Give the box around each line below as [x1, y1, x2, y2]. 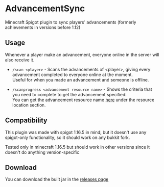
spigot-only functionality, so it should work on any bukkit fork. [5, 134, 130, 140]
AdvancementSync [5, 3, 85, 14]
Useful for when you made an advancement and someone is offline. [12, 77, 149, 82]
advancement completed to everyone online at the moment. [12, 72, 133, 78]
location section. [12, 102, 46, 108]
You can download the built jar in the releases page [5, 176, 109, 182]
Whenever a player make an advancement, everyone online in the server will [5, 52, 159, 57]
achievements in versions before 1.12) [5, 24, 81, 30]
